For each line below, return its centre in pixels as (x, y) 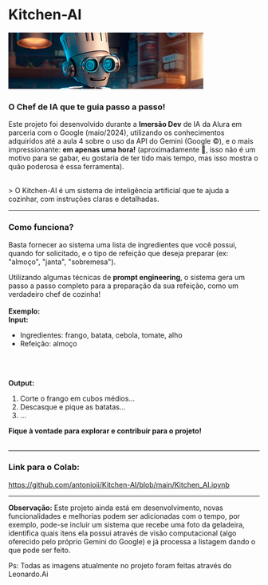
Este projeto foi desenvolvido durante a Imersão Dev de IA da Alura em (125, 125)
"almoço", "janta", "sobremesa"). (62, 262)
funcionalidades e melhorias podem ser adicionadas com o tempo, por (124, 516)
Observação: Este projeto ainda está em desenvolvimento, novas (116, 508)
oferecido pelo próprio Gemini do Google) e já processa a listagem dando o (132, 541)
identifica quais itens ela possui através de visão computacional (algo (122, 533)
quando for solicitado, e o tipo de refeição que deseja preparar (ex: (118, 253)
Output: (21, 383)
